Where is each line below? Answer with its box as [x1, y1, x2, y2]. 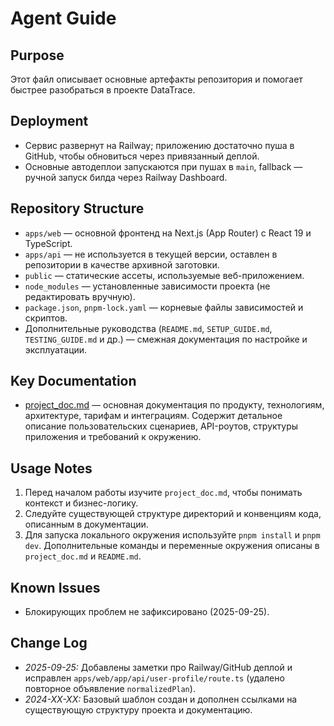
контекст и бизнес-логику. [24, 497, 139, 509]
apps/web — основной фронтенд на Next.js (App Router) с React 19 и [24, 227, 312, 239]
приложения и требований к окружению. [24, 431, 202, 443]
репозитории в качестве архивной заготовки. [24, 258, 220, 271]
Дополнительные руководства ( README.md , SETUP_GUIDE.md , [24, 322, 273, 334]
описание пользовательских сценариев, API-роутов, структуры [24, 420, 299, 432]
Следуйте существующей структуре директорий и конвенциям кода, [24, 508, 322, 520]
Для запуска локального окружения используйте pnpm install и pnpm [24, 529, 321, 541]
